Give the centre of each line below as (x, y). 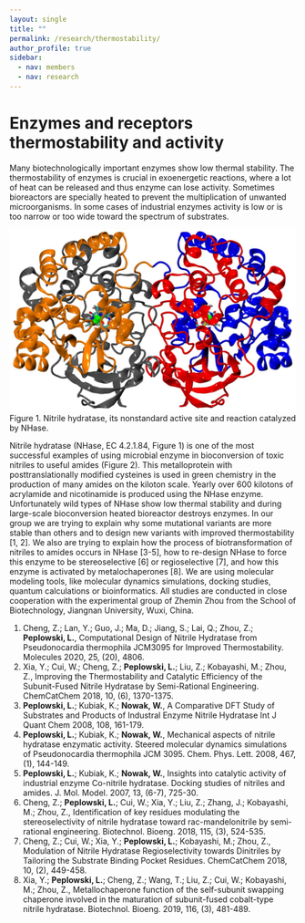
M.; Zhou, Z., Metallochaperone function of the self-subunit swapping (153, 889)
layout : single (38, 19)
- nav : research (48, 78)
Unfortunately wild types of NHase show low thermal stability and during (146, 503)
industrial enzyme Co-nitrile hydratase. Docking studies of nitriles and (153, 783)
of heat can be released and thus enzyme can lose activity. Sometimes (142, 187)
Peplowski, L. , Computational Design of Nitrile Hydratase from (140, 638)
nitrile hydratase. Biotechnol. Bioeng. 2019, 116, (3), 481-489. (137, 908)
